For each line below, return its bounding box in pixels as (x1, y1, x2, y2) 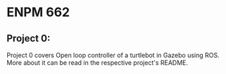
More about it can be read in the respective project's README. (6, 58, 188, 67)
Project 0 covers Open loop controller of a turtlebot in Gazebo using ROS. (6, 51, 220, 59)
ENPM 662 (6, 4, 70, 20)
